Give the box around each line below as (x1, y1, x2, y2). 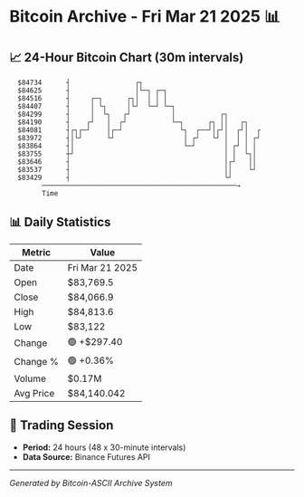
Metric (22, 245, 52, 258)
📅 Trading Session (9, 417, 114, 434)
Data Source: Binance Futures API (22, 451, 151, 462)
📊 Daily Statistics (9, 215, 111, 230)
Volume (14, 372, 47, 385)
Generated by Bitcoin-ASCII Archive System (9, 477, 173, 488)
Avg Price (14, 387, 55, 399)
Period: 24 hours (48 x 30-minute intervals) (22, 442, 186, 453)
